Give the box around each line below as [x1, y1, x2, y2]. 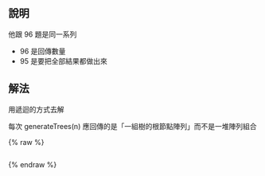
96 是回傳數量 [19, 46, 66, 56]
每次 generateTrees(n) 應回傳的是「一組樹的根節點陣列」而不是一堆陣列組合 [8, 121, 257, 131]
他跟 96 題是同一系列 [8, 29, 77, 39]
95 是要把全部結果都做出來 [19, 56, 107, 65]
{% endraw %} [8, 159, 57, 169]
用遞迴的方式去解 [8, 104, 64, 114]
